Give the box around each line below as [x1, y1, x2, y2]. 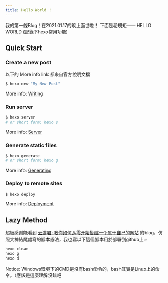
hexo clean [5, 246, 29, 252]
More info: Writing [5, 90, 43, 97]
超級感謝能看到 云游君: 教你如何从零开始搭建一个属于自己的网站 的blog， [5, 230, 158, 236]
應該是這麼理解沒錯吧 [16, 272, 61, 278]
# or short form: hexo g [5, 158, 58, 163]
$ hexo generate [5, 153, 40, 158]
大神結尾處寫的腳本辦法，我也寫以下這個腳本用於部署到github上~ [9, 236, 147, 243]
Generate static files [5, 141, 57, 149]
